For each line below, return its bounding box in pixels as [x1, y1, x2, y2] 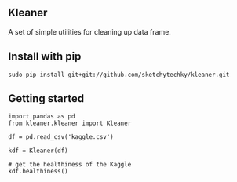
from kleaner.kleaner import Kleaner [8, 119, 132, 128]
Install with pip [8, 50, 82, 64]
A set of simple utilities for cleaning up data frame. [8, 27, 171, 36]
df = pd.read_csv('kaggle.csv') [8, 133, 114, 141]
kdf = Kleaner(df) [8, 147, 68, 155]
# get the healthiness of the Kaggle [8, 161, 132, 169]
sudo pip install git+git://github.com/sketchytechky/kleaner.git [8, 71, 230, 78]
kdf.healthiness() [8, 168, 68, 176]
